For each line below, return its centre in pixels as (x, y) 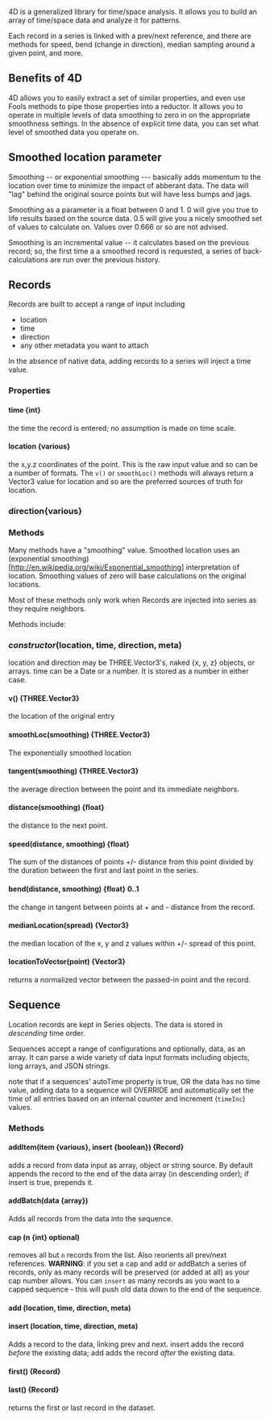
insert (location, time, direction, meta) (73, 1326)
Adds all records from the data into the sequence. (91, 1219)
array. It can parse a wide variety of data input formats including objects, (129, 1057)
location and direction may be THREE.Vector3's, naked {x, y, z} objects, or (132, 663)
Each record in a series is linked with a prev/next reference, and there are (130, 36)
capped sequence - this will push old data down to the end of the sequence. (135, 1289)
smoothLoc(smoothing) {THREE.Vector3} (79, 735)
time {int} (25, 410)
